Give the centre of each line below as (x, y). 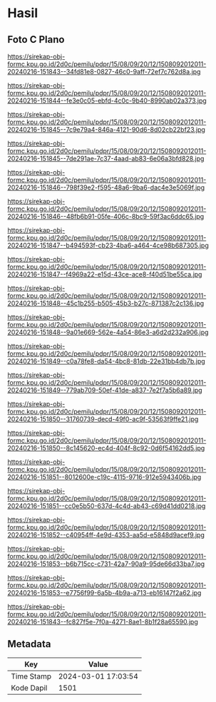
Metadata (29, 644)
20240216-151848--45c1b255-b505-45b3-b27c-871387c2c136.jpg (106, 303)
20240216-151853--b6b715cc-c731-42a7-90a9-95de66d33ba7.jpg (106, 564)
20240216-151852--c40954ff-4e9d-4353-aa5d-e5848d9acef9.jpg (106, 535)
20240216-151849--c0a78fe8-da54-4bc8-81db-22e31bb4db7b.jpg (106, 361)
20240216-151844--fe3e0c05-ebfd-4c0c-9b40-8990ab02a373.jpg (107, 100)
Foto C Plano (36, 40)
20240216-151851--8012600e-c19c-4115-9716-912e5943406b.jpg (104, 477)
